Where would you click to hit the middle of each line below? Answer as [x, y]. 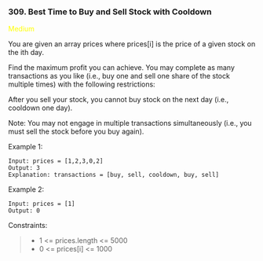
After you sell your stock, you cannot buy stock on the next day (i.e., [119, 100]
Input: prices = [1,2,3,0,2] [56, 161]
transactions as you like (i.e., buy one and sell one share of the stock [119, 76]
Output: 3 [24, 168]
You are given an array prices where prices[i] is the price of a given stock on [132, 44]
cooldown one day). [40, 108]
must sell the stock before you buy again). [76, 131]
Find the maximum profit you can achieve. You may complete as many [122, 68]
